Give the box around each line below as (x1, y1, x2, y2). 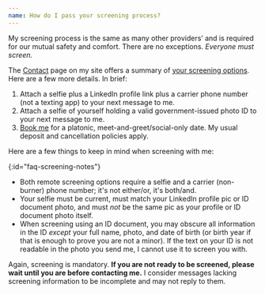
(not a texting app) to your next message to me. (19, 97, 176, 107)
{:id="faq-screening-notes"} (8, 161, 101, 171)
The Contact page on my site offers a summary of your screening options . (8, 65, 250, 75)
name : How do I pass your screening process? (8, 11, 161, 20)
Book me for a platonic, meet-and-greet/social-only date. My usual (19, 122, 238, 132)
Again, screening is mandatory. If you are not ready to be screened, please (8, 259, 255, 269)
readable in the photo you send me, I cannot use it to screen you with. (19, 244, 248, 254)
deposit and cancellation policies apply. (19, 131, 149, 141)
